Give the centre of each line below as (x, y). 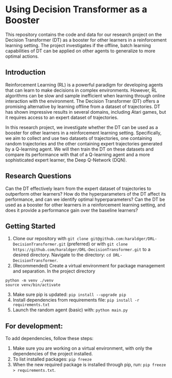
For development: (34, 326)
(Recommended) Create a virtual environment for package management (89, 266)
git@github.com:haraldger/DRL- (124, 239)
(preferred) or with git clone (97, 244)
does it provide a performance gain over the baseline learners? (72, 210)
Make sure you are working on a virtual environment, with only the (82, 348)
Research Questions (38, 176)
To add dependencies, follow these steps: (49, 339)
